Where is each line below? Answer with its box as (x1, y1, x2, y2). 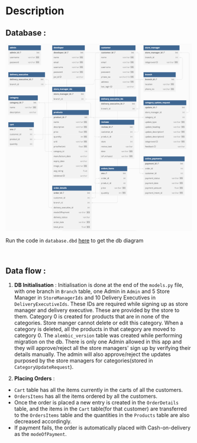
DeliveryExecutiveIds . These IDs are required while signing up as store (14, 301, 189, 308)
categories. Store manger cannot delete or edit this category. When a (14, 319, 183, 327)
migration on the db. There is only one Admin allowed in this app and (14, 338, 182, 345)
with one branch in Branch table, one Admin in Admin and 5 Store (14, 288, 170, 295)
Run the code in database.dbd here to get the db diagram (5, 237, 144, 244)
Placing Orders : (14, 375, 55, 382)
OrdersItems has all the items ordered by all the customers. (14, 393, 158, 400)
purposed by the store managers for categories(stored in (14, 357, 153, 364)
